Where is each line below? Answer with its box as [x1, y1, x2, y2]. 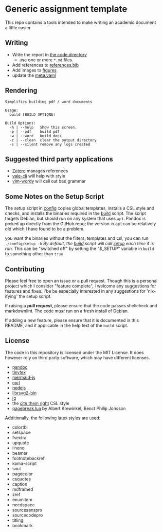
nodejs [12, 385, 26, 390]
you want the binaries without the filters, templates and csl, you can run [5, 235, 149, 241]
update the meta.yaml [12, 72, 56, 78]
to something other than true [5, 251, 63, 257]
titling [12, 517, 23, 523]
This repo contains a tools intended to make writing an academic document [5, 19, 156, 25]
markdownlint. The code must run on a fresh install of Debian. [5, 308, 129, 314]
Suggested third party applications [5, 155, 113, 163]
